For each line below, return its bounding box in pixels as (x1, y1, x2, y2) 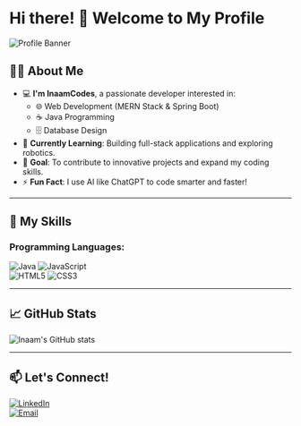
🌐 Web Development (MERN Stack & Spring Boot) (35, 100, 219, 111)
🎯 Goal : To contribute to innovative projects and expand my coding (21, 157, 270, 167)
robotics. (21, 147, 56, 158)
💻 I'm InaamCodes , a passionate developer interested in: (21, 88, 236, 98)
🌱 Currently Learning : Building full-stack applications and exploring (21, 138, 273, 149)
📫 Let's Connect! (9, 370, 109, 385)
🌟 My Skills (9, 214, 72, 229)
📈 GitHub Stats (9, 306, 97, 321)
